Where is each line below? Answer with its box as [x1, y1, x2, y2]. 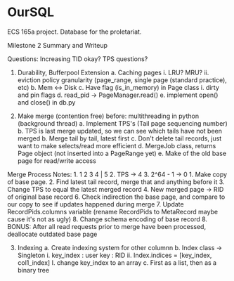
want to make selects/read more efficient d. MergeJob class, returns [17, 141, 216, 150]
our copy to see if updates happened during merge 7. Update [7, 200, 184, 208]
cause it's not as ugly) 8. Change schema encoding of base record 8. [7, 215, 208, 223]
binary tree [17, 266, 50, 274]
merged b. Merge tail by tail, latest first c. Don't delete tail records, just [17, 134, 222, 143]
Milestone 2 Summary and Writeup [7, 41, 108, 49]
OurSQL [7, 4, 55, 20]
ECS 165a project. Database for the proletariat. [7, 27, 142, 36]
